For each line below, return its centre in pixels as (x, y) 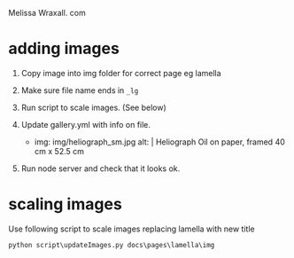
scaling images (66, 204)
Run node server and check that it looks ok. (101, 168)
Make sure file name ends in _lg (80, 90)
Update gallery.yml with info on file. (86, 124)
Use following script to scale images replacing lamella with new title (132, 229)
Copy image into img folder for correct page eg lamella (121, 73)
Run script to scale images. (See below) (94, 107)
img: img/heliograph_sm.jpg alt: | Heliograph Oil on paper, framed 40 (159, 142)
